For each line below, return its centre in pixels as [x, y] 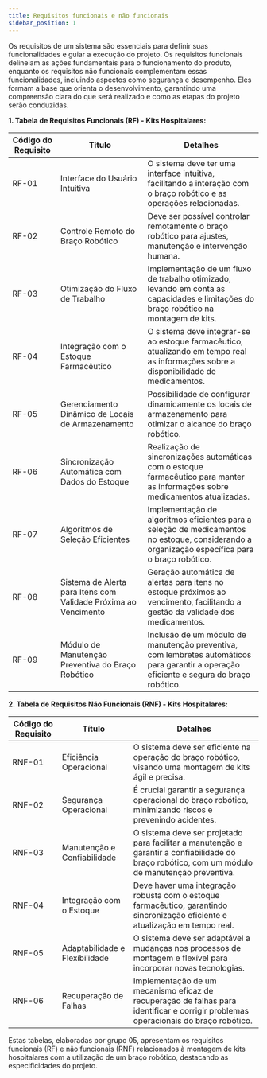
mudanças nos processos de [187, 948]
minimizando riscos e [173, 810]
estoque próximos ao [187, 592]
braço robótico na [181, 309]
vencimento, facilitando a [194, 601]
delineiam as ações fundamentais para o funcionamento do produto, [120, 62]
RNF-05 [28, 953]
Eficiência [80, 757]
